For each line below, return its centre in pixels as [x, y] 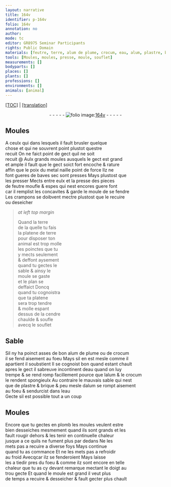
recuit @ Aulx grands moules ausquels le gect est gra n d [64, 159]
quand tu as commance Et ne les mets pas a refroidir [61, 451]
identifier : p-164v [26, 19]
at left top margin [36, 212]
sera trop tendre [35, 303]
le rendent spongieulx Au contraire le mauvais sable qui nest [69, 380]
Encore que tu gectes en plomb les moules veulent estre [64, 424]
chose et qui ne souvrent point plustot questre [54, 149]
